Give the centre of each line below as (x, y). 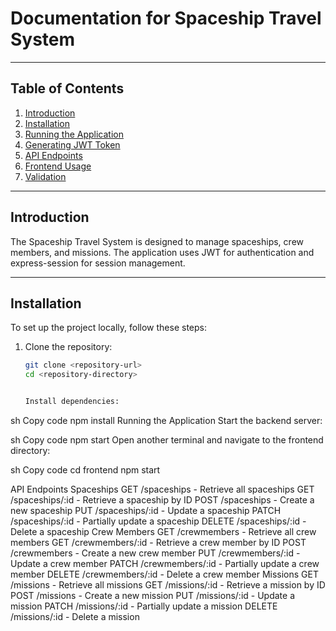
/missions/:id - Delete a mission (75, 616)
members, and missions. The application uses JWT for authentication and (162, 252)
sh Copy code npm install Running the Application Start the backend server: (166, 420)
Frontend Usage (58, 166)
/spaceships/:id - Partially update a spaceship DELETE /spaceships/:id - (158, 521)
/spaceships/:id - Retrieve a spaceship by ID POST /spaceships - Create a (162, 500)
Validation (45, 176)
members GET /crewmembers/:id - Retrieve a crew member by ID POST (158, 542)
